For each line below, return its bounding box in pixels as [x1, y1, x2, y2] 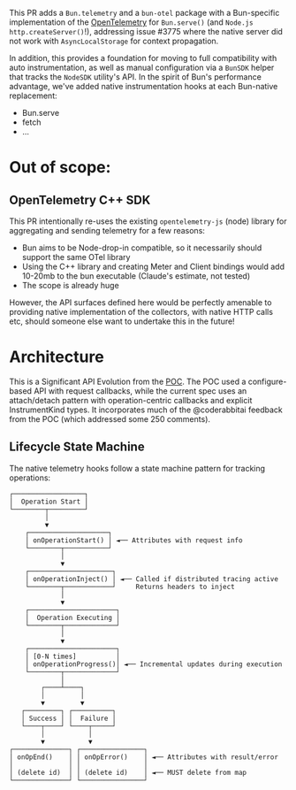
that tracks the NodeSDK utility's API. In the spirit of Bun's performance [9, 72, 262, 82]
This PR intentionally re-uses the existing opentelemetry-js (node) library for [9, 216, 287, 226]
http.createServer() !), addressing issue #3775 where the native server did [9, 27, 283, 36]
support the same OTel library [21, 252, 131, 262]
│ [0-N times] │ [25, 652, 121, 661]
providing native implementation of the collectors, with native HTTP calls [9, 307, 274, 317]
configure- [247, 376, 287, 387]
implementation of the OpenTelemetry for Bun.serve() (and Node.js [9, 17, 254, 27]
